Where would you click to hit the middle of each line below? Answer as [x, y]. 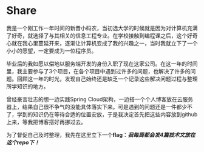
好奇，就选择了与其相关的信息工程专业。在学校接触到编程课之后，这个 [99, 35]
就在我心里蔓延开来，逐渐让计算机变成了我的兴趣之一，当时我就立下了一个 [104, 43]
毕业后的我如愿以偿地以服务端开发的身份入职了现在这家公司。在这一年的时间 [102, 64]
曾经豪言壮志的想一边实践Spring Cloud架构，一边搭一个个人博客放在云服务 [100, 99]
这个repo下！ [23, 142]
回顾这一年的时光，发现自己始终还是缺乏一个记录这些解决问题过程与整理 [107, 79]
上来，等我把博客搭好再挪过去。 [46, 122]
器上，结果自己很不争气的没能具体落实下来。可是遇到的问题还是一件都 [94, 107]
